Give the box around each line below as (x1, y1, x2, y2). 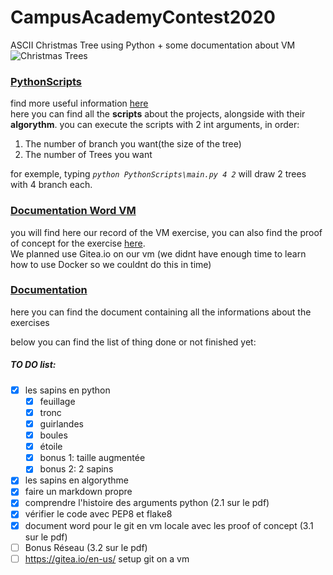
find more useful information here (10, 97, 149, 110)
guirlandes (39, 417, 84, 430)
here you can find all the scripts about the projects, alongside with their (10, 108, 306, 120)
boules (39, 429, 68, 441)
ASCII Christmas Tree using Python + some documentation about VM (10, 39, 296, 51)
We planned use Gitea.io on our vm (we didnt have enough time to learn (10, 247, 307, 260)
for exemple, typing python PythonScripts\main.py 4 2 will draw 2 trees (10, 168, 307, 180)
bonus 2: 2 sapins (39, 463, 114, 475)
